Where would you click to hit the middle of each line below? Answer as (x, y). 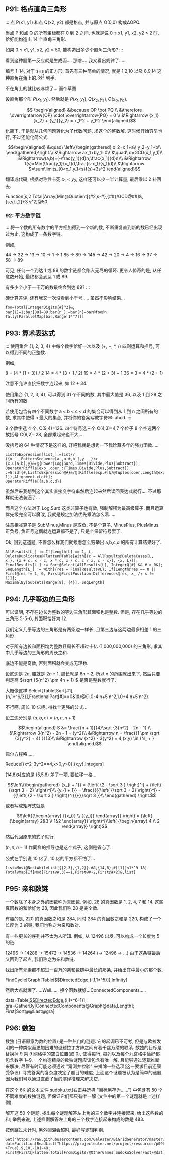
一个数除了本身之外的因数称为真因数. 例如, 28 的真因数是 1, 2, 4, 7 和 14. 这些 (84, 902)
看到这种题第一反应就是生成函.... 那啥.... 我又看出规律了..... (65, 60)
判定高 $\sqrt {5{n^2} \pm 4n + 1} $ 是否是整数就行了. (61, 680)
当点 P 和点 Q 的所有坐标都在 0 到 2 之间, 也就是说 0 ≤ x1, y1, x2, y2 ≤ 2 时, (82, 33)
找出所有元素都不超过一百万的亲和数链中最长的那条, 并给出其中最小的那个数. (84, 970)
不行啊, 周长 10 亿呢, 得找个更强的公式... (46, 707)
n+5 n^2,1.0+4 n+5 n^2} (124, 697)
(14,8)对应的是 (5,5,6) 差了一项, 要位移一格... (51, 775)
